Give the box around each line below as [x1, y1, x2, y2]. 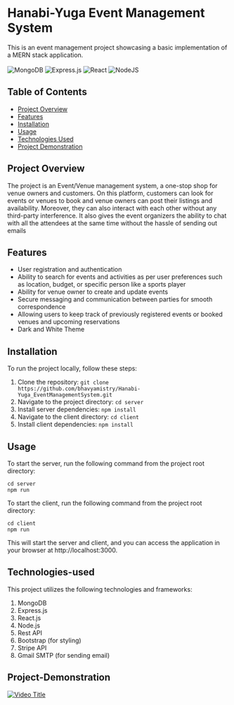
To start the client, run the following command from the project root [7, 499, 202, 507]
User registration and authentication [17, 266, 122, 274]
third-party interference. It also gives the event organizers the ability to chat [7, 211, 227, 220]
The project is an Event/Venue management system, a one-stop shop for [7, 181, 218, 189]
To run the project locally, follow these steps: [7, 364, 137, 373]
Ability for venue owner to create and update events [17, 287, 169, 297]
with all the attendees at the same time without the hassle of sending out [7, 218, 218, 227]
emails [7, 226, 27, 235]
